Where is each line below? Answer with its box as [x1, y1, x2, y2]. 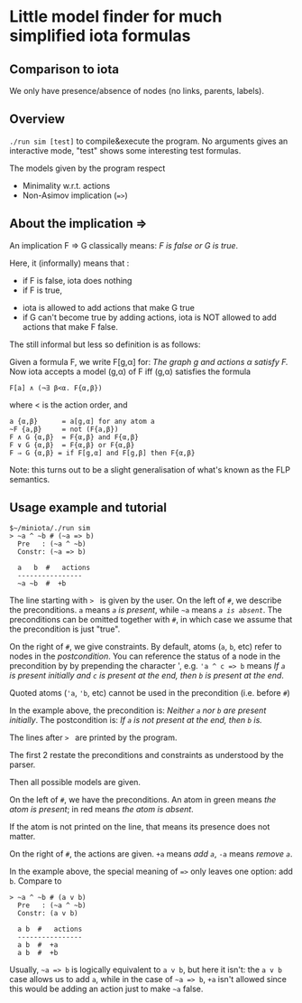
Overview [9, 111, 66, 127]
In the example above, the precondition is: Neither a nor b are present [9, 705, 267, 716]
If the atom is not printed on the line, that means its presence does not [9, 821, 270, 832]
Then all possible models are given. [9, 777, 142, 788]
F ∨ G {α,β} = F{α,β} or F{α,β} [9, 440, 135, 449]
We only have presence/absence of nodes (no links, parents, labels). [9, 86, 264, 96]
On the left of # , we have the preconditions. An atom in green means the [9, 794, 277, 805]
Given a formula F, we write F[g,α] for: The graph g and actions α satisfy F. [9, 356, 288, 367]
